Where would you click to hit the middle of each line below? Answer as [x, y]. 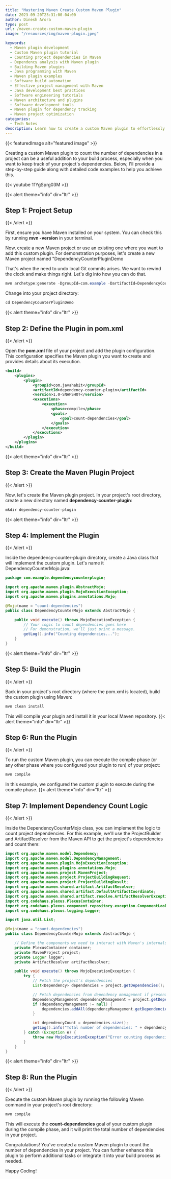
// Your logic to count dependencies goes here [75, 624]
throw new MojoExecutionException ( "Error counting [87, 1037]
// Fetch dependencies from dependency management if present [100, 995]
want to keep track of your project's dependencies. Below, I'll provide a [80, 163]
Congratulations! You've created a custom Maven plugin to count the [77, 1145]
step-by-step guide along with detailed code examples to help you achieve [83, 169]
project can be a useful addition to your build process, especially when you [84, 158]
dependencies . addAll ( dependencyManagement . [89, 1009]
